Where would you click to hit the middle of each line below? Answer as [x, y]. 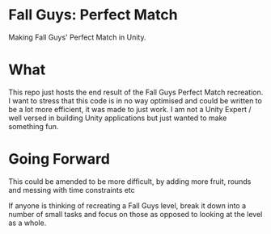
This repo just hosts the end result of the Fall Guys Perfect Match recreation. [136, 92]
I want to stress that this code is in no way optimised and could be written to [135, 100]
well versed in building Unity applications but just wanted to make [118, 118]
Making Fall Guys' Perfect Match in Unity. [77, 37]
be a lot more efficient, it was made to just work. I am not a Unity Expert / [130, 109]
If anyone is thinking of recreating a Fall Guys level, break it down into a [127, 205]
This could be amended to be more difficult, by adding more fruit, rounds [130, 181]
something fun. [34, 126]
